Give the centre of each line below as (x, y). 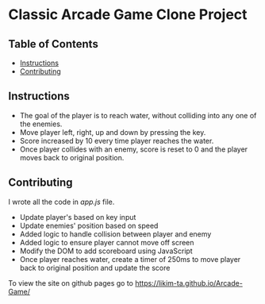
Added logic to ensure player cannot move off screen (107, 242)
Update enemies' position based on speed (89, 225)
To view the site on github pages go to (71, 283)
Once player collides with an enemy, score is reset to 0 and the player (134, 149)
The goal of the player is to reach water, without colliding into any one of (138, 115)
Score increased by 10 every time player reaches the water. (117, 140)
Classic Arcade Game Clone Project (128, 15)
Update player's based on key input (78, 217)
